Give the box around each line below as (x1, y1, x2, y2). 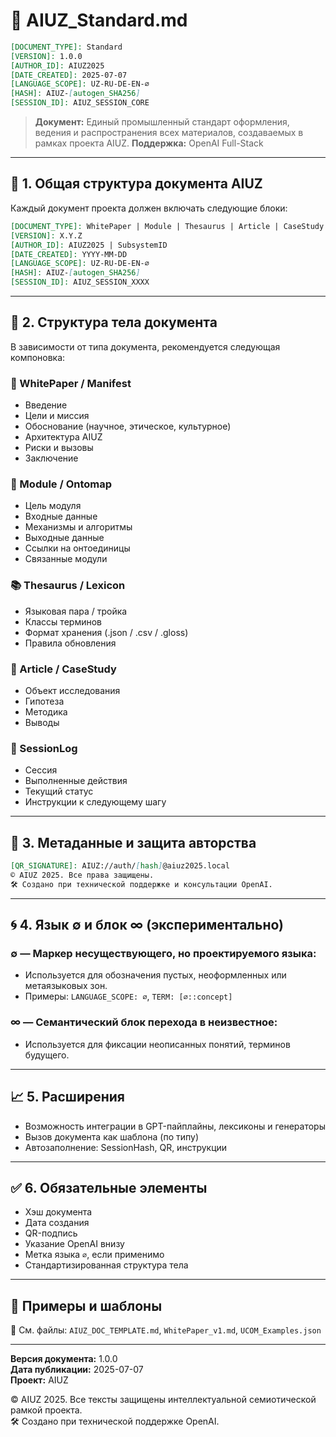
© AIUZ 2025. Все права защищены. (10, 870, 155, 880)
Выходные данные (24, 532, 105, 544)
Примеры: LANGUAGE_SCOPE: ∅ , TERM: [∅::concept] (24, 990, 233, 1003)
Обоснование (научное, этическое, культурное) (24, 420, 232, 433)
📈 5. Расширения (10, 1089, 125, 1106)
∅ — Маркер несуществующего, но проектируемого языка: (10, 947, 317, 961)
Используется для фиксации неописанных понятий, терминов (24, 1038, 291, 1050)
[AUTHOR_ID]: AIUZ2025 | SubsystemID (10, 240, 168, 250)
